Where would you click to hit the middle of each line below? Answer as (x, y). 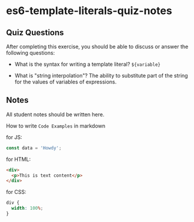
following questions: (31, 53)
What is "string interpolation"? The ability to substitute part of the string (101, 75)
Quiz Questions (35, 33)
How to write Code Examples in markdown (56, 126)
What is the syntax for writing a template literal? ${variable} (87, 64)
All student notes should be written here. (55, 114)
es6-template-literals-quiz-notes (89, 11)
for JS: (14, 137)
